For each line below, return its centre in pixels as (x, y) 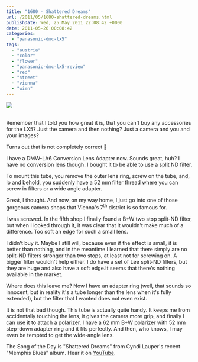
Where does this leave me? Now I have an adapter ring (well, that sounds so (99, 286)
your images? (23, 135)
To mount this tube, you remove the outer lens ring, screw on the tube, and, (98, 176)
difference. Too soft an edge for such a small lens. (67, 231)
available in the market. (35, 274)
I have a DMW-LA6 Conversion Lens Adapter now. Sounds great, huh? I (93, 158)
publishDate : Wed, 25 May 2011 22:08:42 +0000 (64, 22)
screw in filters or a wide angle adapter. (54, 188)
